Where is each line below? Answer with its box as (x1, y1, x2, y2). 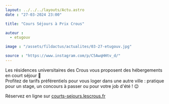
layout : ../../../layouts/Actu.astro (5, 7, 85, 13)
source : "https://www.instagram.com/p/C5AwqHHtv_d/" (5, 54, 121, 59)
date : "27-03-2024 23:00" (5, 12, 62, 17)
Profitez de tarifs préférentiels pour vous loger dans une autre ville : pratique (5, 78, 164, 84)
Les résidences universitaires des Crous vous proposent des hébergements (5, 67, 162, 73)
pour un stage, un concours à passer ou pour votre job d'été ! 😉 (5, 83, 139, 89)
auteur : (5, 30, 24, 35)
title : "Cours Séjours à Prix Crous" (5, 21, 85, 26)
